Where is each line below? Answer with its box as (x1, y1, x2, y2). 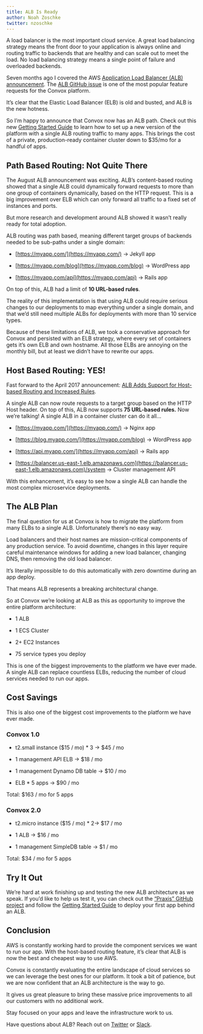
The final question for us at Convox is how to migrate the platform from (6, 518, 184, 525)
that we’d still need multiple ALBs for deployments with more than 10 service (6, 310, 197, 318)
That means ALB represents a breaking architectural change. (6, 585, 159, 592)
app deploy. (6, 573, 36, 581)
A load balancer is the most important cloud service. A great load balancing (6, 37, 195, 44)
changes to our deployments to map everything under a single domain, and (6, 304, 194, 311)
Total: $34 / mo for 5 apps (6, 855, 72, 862)
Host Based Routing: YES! (6, 365, 106, 376)
